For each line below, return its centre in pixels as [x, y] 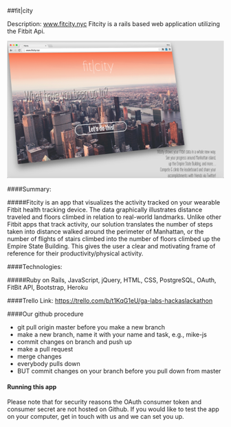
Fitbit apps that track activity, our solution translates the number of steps [110, 224]
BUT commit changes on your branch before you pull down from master [119, 371]
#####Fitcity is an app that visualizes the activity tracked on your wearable [114, 202]
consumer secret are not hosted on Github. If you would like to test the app [113, 409]
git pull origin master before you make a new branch [91, 327]
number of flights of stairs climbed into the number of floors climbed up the [114, 239]
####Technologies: [35, 266]
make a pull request [45, 349]
